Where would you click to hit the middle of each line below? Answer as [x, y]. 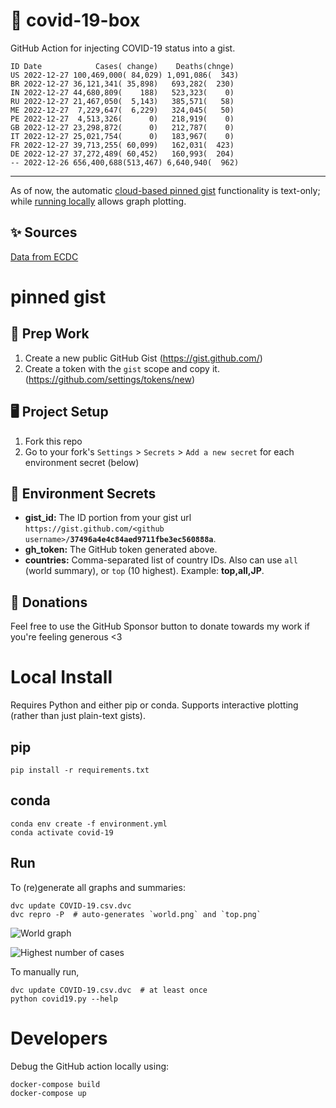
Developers [59, 1038]
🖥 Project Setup [59, 412]
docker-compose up [48, 1093]
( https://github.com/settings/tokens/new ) [110, 379]
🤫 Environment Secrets [83, 493]
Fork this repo [53, 441]
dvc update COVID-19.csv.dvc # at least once [109, 990]
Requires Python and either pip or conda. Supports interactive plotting [154, 705]
